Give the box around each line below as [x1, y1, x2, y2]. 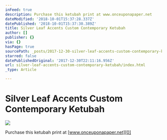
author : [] [5, 30, 28, 35]
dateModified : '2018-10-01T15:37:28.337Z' [5, 16, 94, 21]
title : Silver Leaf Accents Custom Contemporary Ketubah [5, 26, 126, 31]
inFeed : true [5, 7, 32, 12]
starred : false [5, 53, 37, 59]
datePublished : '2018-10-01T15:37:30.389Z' [5, 21, 97, 26]
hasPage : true [5, 44, 35, 49]
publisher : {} [5, 35, 35, 40]
